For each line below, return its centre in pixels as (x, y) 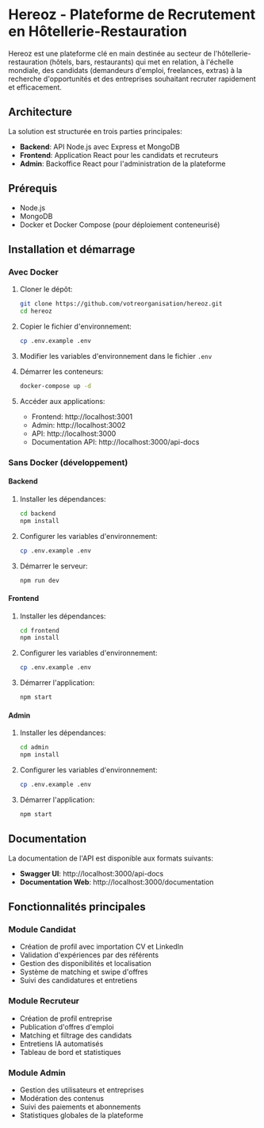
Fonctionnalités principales (77, 907)
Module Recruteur (44, 1001)
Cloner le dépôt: (46, 289)
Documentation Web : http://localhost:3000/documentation (117, 882)
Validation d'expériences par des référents (89, 955)
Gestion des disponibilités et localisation (86, 964)
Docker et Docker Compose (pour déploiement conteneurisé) (120, 225)
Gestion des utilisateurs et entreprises (82, 1090)
